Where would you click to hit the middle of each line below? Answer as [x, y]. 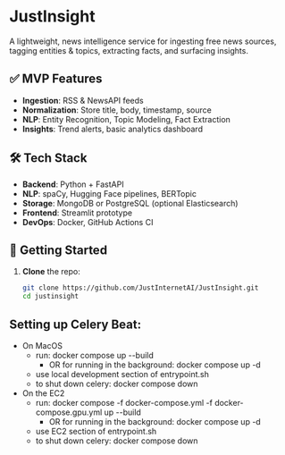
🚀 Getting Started [59, 250]
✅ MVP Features [56, 79]
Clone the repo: [51, 272]
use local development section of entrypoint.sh [122, 374]
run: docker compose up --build [95, 355]
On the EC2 [43, 393]
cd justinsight [50, 297]
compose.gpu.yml [69, 412]
